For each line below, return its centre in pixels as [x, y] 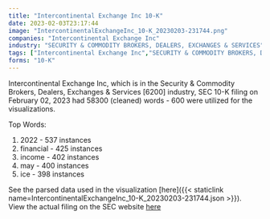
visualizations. [32, 108]
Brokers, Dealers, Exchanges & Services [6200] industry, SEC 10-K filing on [133, 91]
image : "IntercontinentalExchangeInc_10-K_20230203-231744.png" [118, 30]
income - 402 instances [59, 156]
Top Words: [27, 124]
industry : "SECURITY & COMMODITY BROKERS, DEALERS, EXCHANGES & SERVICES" [136, 46]
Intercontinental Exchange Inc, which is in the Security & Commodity [122, 83]
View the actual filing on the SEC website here [85, 206]
